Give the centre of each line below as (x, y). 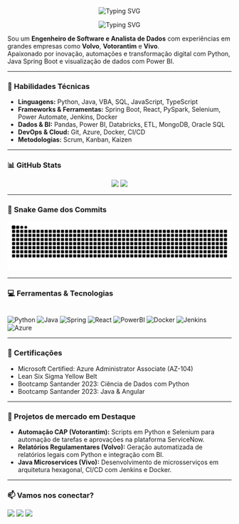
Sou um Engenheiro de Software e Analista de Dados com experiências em (119, 38)
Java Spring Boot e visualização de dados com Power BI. (91, 61)
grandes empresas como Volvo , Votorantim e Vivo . (84, 46)
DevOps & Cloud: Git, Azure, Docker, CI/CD (81, 132)
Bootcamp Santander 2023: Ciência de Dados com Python (103, 384)
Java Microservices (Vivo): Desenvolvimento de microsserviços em (118, 462)
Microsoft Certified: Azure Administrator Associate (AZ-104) (105, 368)
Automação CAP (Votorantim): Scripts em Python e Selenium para (116, 431)
